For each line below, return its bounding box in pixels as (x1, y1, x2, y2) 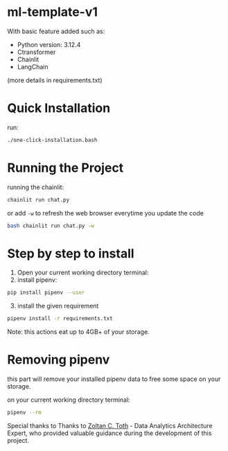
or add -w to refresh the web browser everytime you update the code (7, 209, 204, 217)
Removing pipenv (7, 352, 110, 368)
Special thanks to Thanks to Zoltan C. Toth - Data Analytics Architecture (7, 421, 213, 430)
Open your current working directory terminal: (17, 268, 149, 277)
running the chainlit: (7, 183, 64, 191)
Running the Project (7, 160, 124, 175)
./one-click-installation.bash (7, 136, 98, 143)
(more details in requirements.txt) (7, 76, 103, 84)
